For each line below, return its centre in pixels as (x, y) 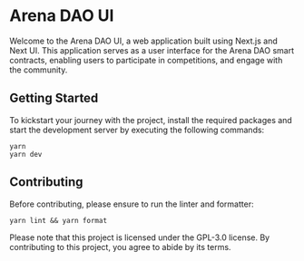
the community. (39, 70)
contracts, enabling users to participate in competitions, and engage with (146, 60)
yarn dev (26, 154)
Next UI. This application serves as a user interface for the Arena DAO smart (152, 50)
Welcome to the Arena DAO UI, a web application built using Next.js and (144, 41)
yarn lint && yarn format (58, 220)
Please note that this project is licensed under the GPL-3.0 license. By (140, 237)
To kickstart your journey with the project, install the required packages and (151, 120)
